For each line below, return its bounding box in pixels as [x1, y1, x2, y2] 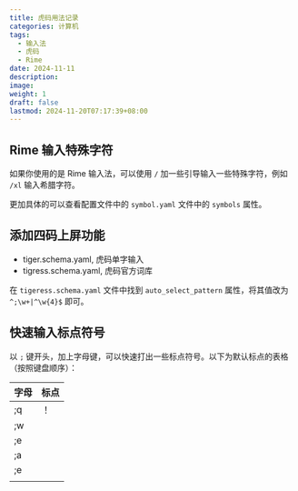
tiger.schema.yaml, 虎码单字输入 [22, 254, 144, 265]
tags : [9, 30, 30, 39]
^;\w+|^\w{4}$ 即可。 [9, 296, 89, 306]
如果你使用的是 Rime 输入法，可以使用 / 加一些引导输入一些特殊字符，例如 [9, 168, 288, 179]
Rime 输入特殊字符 [9, 142, 114, 157]
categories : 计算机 [9, 22, 79, 31]
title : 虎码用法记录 [9, 13, 79, 23]
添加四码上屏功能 [9, 228, 105, 244]
